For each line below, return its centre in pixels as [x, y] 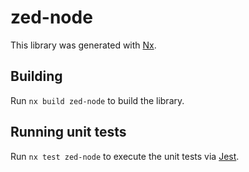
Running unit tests [68, 132]
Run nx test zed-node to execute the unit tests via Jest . [125, 156]
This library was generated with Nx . [83, 45]
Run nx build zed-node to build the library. [97, 100]
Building [36, 76]
